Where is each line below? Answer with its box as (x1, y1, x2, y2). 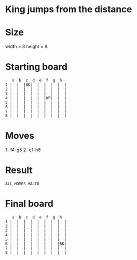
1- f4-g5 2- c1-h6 (5, 147, 41, 153)
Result (5, 164, 33, 176)
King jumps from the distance (5, 4, 132, 15)
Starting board (5, 61, 68, 73)
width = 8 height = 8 (5, 44, 48, 50)
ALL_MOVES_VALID (5, 181, 39, 186)
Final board (5, 198, 54, 209)
